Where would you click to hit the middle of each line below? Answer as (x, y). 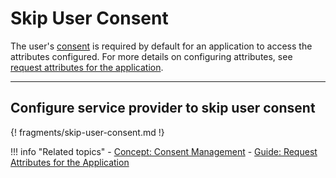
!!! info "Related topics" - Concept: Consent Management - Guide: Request (164, 151)
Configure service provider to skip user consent (163, 108)
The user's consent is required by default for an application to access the (161, 46)
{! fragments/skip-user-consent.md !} (87, 132)
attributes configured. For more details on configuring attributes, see (151, 56)
